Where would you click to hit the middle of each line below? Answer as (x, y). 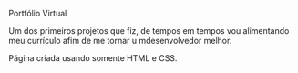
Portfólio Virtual (38, 13)
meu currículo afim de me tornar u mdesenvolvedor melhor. (120, 41)
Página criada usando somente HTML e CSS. (93, 58)
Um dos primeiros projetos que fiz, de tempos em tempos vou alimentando (149, 31)
